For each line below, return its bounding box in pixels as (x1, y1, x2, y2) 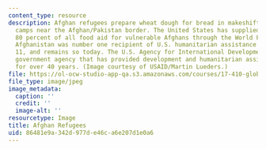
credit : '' (15, 99, 51, 107)
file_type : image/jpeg (8, 77, 83, 85)
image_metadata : (8, 84, 62, 93)
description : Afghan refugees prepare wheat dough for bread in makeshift (8, 19, 260, 27)
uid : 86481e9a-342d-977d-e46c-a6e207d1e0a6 (8, 129, 154, 136)
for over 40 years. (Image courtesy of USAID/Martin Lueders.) (15, 63, 228, 71)
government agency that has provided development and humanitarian (15, 56, 243, 64)
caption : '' (15, 92, 55, 100)
